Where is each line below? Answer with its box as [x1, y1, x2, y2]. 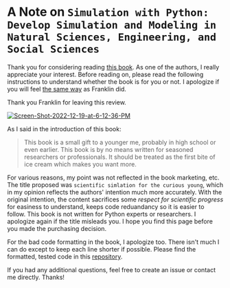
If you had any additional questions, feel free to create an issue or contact [7, 265, 216, 274]
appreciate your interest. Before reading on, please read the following [7, 70, 204, 78]
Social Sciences [7, 43, 100, 56]
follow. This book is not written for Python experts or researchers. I [7, 210, 196, 218]
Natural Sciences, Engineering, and [7, 31, 217, 44]
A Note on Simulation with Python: [7, 4, 209, 20]
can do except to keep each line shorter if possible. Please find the [7, 245, 196, 253]
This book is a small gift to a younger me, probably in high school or [23, 138, 216, 146]
